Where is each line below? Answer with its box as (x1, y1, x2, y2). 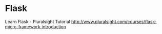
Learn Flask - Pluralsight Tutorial (5, 19, 71, 24)
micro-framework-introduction (5, 23, 66, 29)
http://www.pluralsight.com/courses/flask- (71, 19, 157, 24)
